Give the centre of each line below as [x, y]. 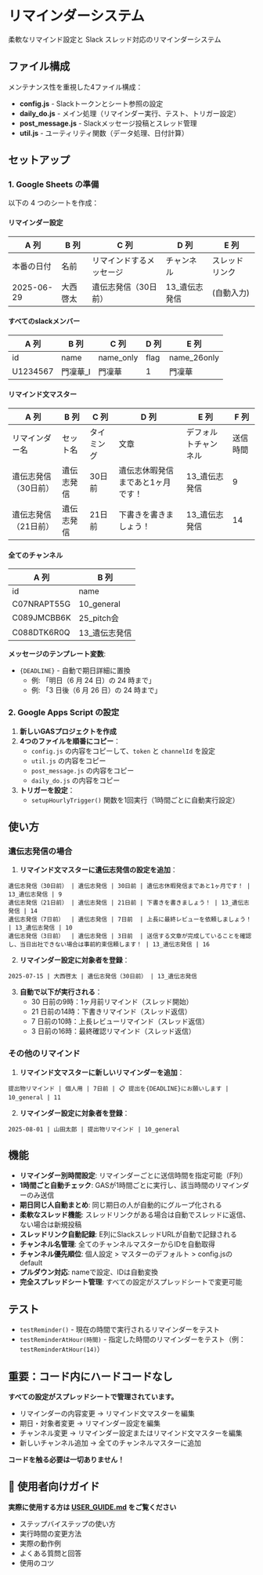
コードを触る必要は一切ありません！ [67, 1459]
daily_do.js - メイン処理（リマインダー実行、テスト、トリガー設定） [130, 113]
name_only [118, 357]
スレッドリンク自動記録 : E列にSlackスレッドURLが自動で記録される [128, 1234]
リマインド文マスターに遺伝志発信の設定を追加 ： [98, 870]
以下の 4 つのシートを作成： [54, 203]
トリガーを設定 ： [47, 790]
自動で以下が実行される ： [61, 992]
